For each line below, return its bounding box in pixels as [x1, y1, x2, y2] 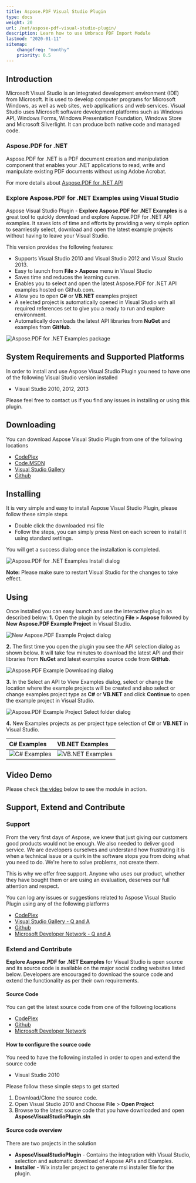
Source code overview [6, 1127, 62, 1134]
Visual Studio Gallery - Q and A [14, 918, 90, 925]
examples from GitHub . [14, 324, 72, 331]
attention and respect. [6, 883, 60, 890]
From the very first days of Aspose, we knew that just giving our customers [6, 833, 188, 841]
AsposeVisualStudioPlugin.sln [14, 1113, 91, 1120]
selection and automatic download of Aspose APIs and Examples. [14, 1157, 173, 1164]
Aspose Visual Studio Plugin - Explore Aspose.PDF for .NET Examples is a [6, 207, 187, 215]
